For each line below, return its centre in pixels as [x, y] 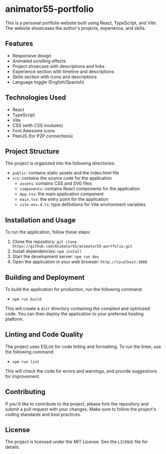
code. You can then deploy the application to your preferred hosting [74, 314]
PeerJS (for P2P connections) [43, 136]
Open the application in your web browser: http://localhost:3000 [80, 262]
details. [13, 447]
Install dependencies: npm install [47, 251]
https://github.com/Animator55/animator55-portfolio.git [72, 246]
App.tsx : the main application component [62, 194]
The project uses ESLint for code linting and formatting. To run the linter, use [83, 346]
